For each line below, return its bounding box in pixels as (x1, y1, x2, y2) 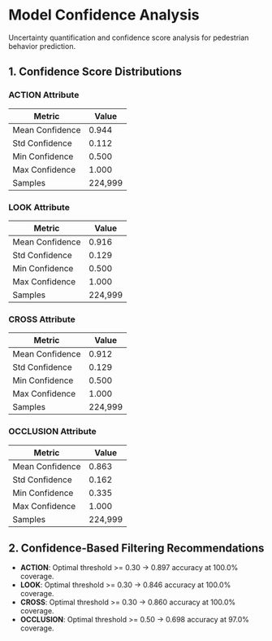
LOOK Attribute (8, 201, 71, 213)
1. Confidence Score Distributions (8, 65, 183, 79)
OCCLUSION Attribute (8, 426, 97, 437)
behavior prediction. (8, 41, 76, 50)
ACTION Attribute (8, 90, 80, 101)
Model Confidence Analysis (8, 6, 200, 24)
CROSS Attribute (8, 314, 76, 325)
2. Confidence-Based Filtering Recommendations (8, 541, 265, 555)
